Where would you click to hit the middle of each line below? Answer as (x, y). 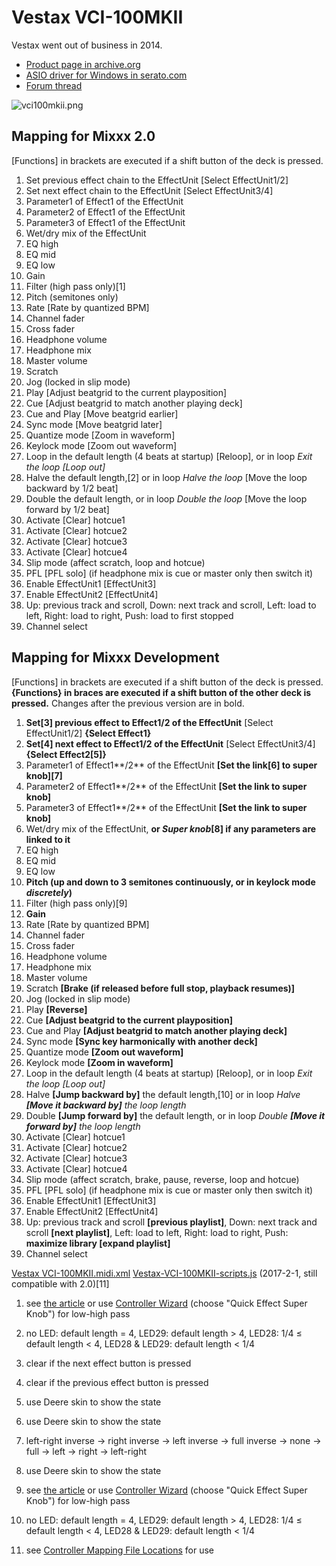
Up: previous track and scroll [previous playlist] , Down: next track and (171, 1222)
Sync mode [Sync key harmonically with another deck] (141, 1041)
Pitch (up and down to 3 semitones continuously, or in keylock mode (170, 882)
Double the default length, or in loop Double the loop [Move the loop (166, 498)
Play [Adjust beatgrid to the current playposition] (126, 392)
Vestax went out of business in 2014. (87, 45)
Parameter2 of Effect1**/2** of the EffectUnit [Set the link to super (166, 786)
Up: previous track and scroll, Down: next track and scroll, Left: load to (171, 605)
